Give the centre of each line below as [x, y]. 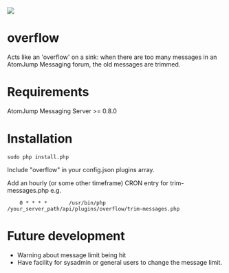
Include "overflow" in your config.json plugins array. [81, 169]
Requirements [48, 92]
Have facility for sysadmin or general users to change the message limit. [119, 262]
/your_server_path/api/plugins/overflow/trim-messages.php [94, 209]
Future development [66, 236]
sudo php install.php [38, 157]
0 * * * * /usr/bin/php [63, 203]
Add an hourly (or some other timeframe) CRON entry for [88, 183]
